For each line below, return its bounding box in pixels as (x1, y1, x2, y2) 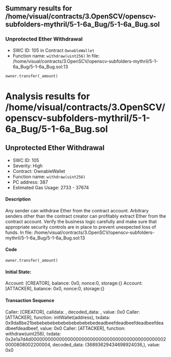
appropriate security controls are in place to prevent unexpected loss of (5, 224, 157, 230)
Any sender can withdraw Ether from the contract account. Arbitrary (5, 207, 149, 213)
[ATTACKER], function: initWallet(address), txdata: (5, 314, 111, 320)
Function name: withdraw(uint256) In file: (12, 52, 100, 58)
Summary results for (5, 4, 72, 13)
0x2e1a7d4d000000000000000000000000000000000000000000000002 (5, 336, 166, 342)
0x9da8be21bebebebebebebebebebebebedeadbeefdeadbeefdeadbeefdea (5, 320, 164, 326)
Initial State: (5, 269, 32, 275)
